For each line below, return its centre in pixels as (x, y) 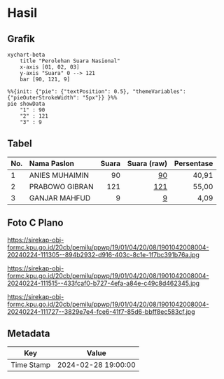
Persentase (194, 163)
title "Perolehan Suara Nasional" (70, 61)
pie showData (26, 104)
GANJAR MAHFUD (60, 198)
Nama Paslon (52, 163)
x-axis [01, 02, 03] (50, 67)
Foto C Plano (35, 223)
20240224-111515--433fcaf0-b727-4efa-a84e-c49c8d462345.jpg (104, 283)
